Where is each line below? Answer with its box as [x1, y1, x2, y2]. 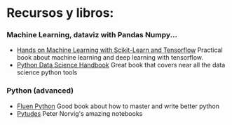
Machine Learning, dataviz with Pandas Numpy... [6, 30, 178, 40]
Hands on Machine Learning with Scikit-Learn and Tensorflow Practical [16, 46, 223, 54]
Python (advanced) [6, 86, 74, 96]
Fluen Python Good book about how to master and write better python [16, 102, 220, 110]
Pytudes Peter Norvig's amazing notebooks [16, 109, 143, 117]
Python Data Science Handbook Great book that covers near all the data [16, 61, 226, 70]
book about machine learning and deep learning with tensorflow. [16, 53, 204, 62]
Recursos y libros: [6, 5, 114, 21]
